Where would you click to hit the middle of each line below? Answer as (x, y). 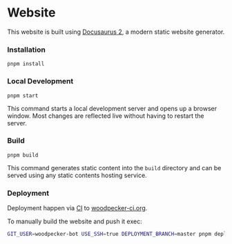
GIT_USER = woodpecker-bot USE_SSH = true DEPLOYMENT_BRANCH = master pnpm (109, 234)
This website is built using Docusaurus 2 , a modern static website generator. (116, 32)
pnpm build (23, 155)
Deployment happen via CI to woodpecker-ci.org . (77, 208)
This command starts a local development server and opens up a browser (112, 108)
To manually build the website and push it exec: (75, 221)
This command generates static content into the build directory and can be (114, 167)
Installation (27, 50)
